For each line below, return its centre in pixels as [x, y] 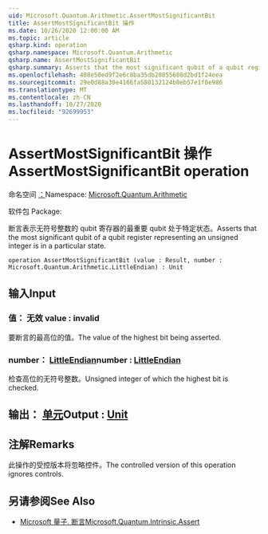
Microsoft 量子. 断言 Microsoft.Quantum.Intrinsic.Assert [110, 521]
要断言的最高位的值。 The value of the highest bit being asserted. [115, 337]
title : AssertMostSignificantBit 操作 [71, 23]
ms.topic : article [39, 38]
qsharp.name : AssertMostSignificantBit [75, 61]
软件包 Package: [35, 211]
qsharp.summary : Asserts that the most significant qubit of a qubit [126, 68]
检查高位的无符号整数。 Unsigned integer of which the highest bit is [118, 379]
